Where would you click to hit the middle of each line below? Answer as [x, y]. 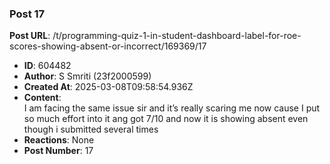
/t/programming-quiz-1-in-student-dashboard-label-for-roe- [177, 36]
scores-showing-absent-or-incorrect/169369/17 [108, 46]
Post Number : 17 [58, 151]
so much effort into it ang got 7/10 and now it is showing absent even [166, 119]
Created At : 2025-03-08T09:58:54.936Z [108, 87]
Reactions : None [59, 140]
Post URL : [30, 36]
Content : [42, 98]
